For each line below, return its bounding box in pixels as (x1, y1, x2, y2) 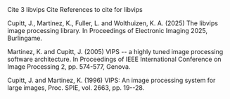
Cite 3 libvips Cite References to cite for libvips (7, 6, 143, 13)
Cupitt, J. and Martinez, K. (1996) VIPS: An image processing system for (7, 76, 216, 84)
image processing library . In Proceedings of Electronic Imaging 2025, (7, 27, 207, 34)
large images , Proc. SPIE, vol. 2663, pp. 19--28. (7, 84, 145, 92)
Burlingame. (7, 34, 42, 42)
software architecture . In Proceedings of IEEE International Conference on (7, 55, 222, 63)
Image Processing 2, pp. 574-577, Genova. (7, 62, 131, 71)
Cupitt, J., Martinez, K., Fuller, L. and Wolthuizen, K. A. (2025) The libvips (7, 19, 218, 27)
